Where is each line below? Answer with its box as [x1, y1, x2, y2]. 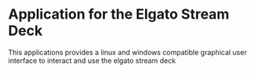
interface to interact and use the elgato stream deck [8, 56, 177, 65]
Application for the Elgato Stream [8, 5, 230, 23]
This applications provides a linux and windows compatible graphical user [8, 47, 247, 57]
